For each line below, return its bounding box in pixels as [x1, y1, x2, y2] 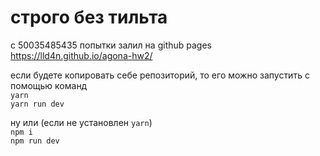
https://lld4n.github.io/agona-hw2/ [10, 49, 153, 61]
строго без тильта [10, 6, 168, 29]
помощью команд [10, 79, 88, 91]
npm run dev [10, 136, 60, 146]
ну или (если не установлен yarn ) [10, 116, 153, 128]
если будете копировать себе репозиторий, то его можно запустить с [10, 69, 310, 81]
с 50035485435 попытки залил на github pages [10, 39, 212, 51]
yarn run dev [10, 99, 65, 109]
